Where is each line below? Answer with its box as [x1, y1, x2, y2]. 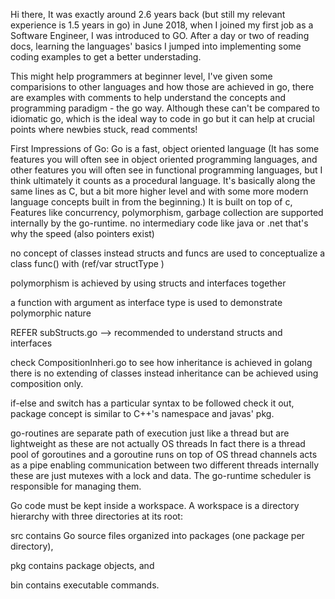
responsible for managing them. [10, 480, 142, 492]
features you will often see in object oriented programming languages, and [10, 154, 318, 165]
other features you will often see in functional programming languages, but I [10, 164, 323, 176]
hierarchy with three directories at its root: [10, 510, 183, 522]
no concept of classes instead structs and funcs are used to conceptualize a [10, 247, 326, 259]
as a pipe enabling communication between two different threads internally [10, 459, 320, 471]
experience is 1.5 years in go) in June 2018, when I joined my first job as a [10, 19, 314, 31]
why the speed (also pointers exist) [10, 228, 155, 239]
